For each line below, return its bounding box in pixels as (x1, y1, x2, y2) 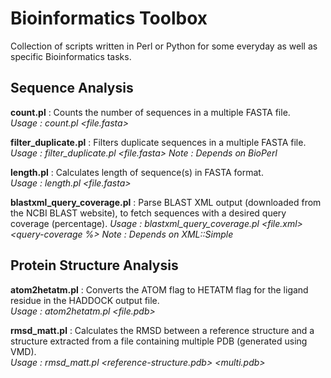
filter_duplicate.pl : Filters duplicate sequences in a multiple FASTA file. (10, 136, 307, 148)
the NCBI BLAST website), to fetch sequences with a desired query (10, 207, 287, 219)
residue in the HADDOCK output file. (10, 294, 160, 306)
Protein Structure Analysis (10, 257, 179, 274)
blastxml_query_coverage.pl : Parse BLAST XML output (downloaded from (10, 196, 322, 208)
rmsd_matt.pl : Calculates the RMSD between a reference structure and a (10, 324, 315, 336)
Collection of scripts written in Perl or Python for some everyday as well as (10, 40, 318, 52)
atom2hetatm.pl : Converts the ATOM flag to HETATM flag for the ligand (10, 283, 309, 296)
